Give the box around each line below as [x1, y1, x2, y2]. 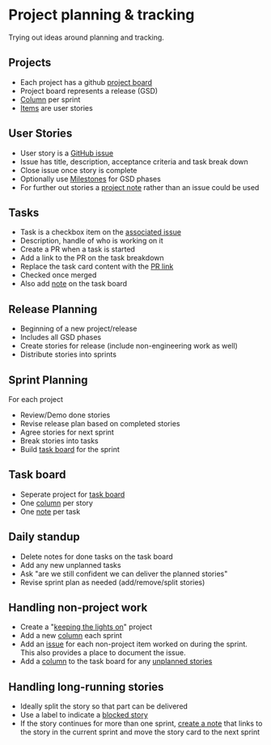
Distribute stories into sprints [19, 349, 117, 359]
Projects [8, 56, 52, 70]
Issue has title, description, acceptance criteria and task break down [19, 156, 248, 167]
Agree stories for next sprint [19, 427, 115, 437]
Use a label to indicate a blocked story [19, 710, 148, 720]
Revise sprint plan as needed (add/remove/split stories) [19, 577, 205, 587]
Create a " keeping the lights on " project [19, 622, 153, 632]
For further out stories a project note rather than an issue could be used [19, 182, 260, 192]
